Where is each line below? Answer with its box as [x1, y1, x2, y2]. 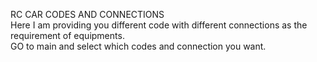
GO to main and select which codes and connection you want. [10, 40, 267, 52]
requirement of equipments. [10, 30, 125, 41]
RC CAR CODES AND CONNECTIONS [10, 9, 165, 20]
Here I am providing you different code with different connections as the [10, 19, 308, 31]
